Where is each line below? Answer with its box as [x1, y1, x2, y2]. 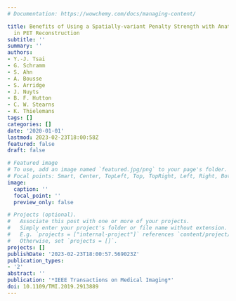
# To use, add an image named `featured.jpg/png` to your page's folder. [7, 166, 228, 173]
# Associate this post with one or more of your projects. [7, 218, 190, 225]
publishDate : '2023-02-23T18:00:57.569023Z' [7, 250, 140, 257]
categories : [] [7, 121, 52, 128]
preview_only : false [13, 199, 74, 206]
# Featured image [7, 159, 58, 167]
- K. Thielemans [7, 108, 55, 115]
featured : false [7, 140, 55, 147]
